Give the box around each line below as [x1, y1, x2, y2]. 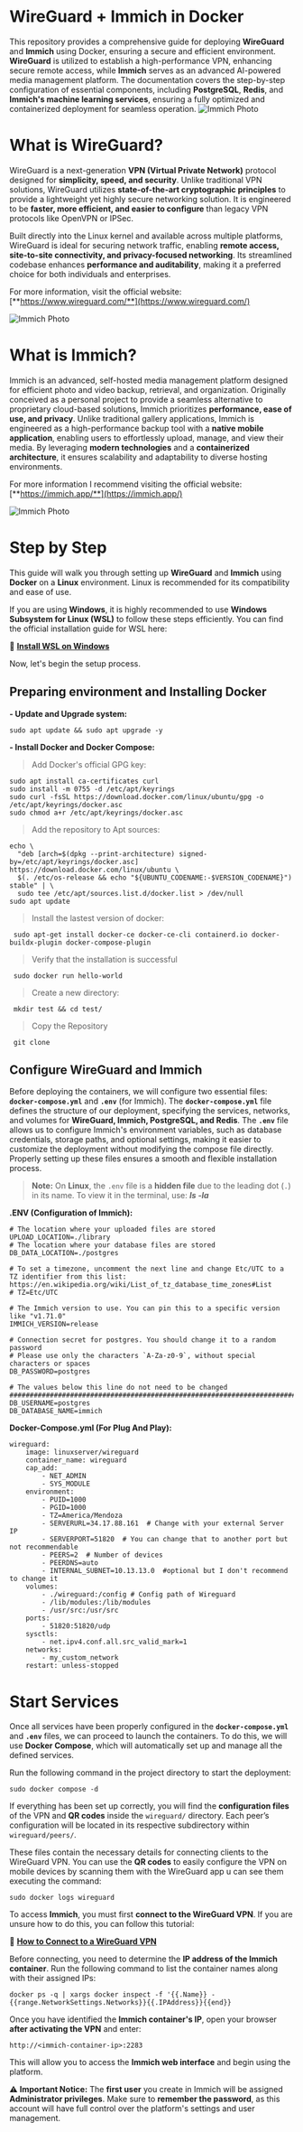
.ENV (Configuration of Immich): [9, 1207, 133, 1218]
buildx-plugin [9, 937, 63, 947]
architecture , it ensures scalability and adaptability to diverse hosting [9, 452, 268, 462]
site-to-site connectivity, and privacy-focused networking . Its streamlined [9, 249, 293, 260]
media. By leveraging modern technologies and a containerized [9, 442, 250, 452]
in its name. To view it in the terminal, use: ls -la [31, 1190, 209, 1201]
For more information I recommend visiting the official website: [9, 479, 243, 489]
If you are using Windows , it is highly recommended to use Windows [9, 603, 268, 615]
